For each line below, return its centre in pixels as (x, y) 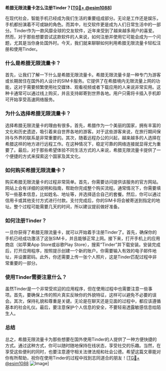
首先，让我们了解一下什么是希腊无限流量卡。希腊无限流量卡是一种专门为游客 (83, 75)
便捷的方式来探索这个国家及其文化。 (46, 156)
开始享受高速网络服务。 (33, 100)
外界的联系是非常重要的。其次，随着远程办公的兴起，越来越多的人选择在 (87, 137)
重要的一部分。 (24, 263)
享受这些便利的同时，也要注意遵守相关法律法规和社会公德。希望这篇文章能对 (83, 351)
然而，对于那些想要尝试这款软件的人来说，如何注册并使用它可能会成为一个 (81, 37)
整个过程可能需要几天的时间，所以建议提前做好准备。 (68, 206)
